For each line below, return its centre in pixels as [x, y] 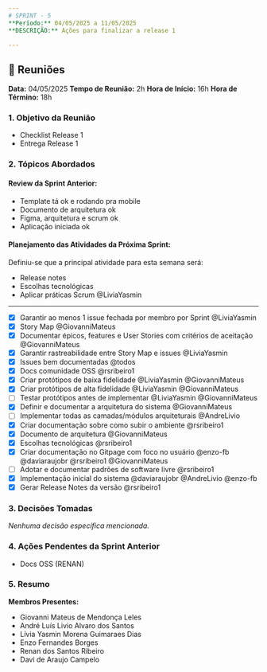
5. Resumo [29, 584]
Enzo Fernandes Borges [59, 643]
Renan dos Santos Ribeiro [62, 651]
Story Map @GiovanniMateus [68, 326]
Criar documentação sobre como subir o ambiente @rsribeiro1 [122, 425]
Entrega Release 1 [49, 143]
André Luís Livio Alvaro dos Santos [77, 625]
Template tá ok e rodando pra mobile [80, 201]
